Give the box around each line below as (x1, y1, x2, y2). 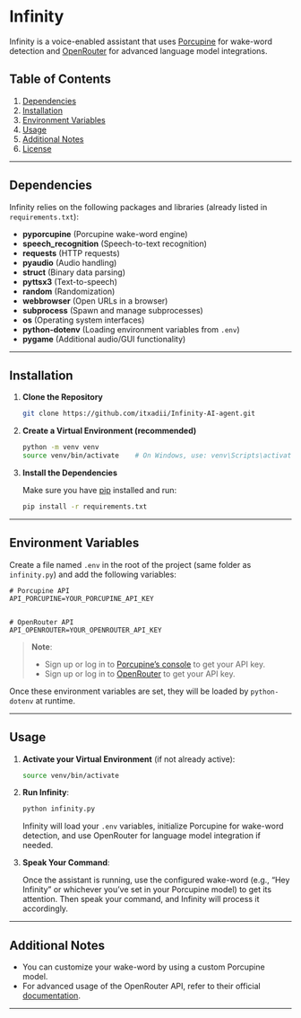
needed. (21, 840, 54, 851)
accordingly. (21, 903, 69, 914)
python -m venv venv (21, 443, 99, 452)
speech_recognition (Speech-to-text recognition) (21, 238, 208, 249)
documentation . (21, 990, 81, 1001)
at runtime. (35, 695, 76, 706)
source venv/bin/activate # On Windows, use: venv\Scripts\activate (21, 451, 296, 460)
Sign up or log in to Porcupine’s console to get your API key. (44, 659, 266, 669)
